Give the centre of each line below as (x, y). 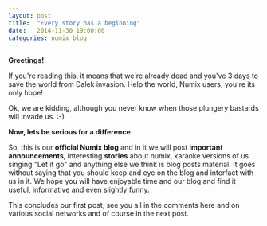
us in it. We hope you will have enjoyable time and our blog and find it (122, 181)
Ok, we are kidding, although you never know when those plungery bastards (133, 108)
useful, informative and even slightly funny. (79, 190)
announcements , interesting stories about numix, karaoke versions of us (129, 156)
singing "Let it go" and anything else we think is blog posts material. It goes (132, 165)
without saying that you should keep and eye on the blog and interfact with (131, 173)
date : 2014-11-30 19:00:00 (57, 30)
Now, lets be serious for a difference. (71, 132)
